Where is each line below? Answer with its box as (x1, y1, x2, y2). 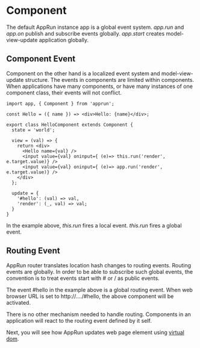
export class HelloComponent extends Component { (6, 122, 134, 128)
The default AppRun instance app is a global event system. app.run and (6, 23, 184, 31)
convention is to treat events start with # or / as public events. (6, 275, 160, 282)
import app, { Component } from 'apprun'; (6, 101, 114, 107)
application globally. (39, 36, 89, 43)
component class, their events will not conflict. (6, 89, 122, 96)
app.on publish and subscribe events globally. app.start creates (6, 30, 165, 37)
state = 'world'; (11, 127, 55, 133)
